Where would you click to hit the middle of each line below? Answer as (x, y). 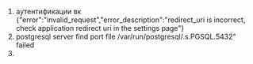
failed (25, 45)
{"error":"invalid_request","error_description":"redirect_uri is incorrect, (130, 20)
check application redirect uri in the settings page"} (100, 28)
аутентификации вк (48, 11)
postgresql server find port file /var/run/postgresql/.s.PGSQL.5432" (126, 36)
